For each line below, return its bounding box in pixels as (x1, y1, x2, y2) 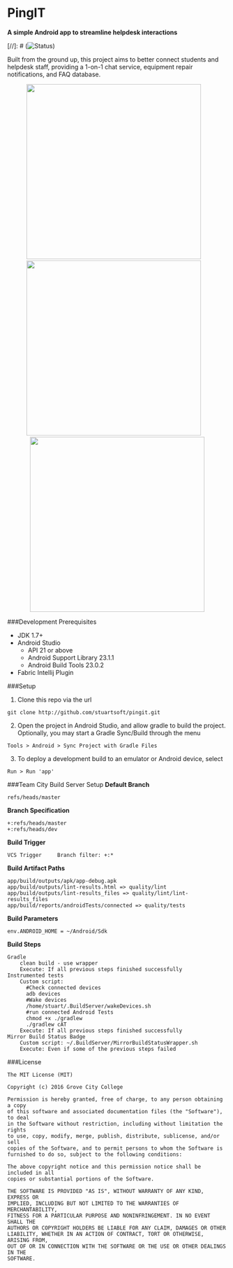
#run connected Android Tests (25, 1008, 114, 1016)
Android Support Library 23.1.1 (27, 653, 114, 662)
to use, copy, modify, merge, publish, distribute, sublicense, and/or (7, 1132, 220, 1139)
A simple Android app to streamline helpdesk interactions (7, 28, 178, 36)
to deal (7, 1114, 30, 1121)
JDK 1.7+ (17, 631, 43, 639)
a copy (7, 1101, 27, 1109)
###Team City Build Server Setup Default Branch (7, 780, 150, 788)
